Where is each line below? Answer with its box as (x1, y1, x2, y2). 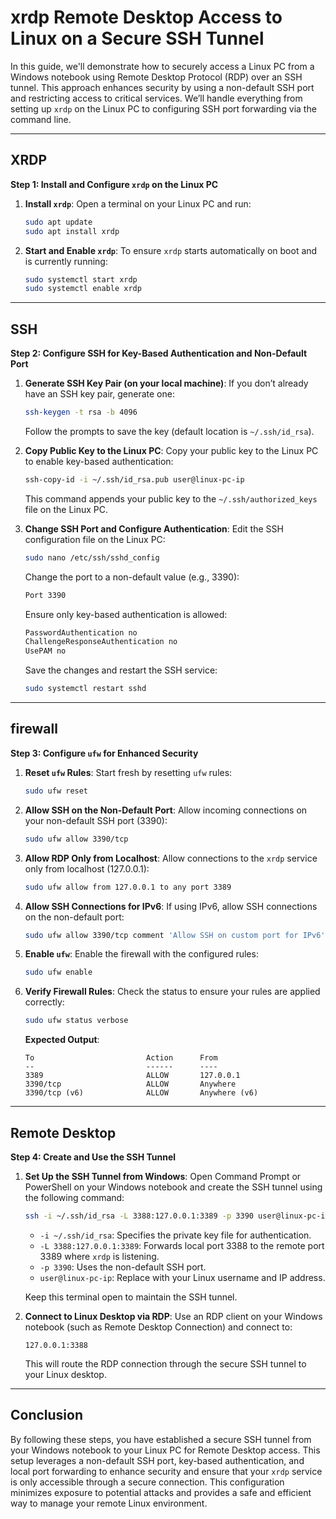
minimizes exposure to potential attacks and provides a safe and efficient (10, 1486, 312, 1498)
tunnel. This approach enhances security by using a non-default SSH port (10, 81, 315, 93)
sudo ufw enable (24, 967, 93, 978)
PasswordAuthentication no (24, 627, 138, 638)
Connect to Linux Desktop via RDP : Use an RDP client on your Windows (24, 1310, 323, 1322)
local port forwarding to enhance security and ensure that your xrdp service (10, 1465, 323, 1477)
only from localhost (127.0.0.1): (24, 862, 150, 875)
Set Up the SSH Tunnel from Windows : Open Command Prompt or (24, 1170, 302, 1182)
